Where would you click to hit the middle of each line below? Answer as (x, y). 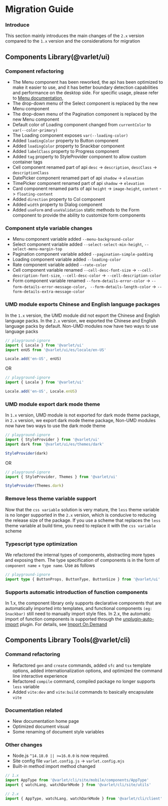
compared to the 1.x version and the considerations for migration (73, 41)
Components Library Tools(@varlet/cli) (68, 640)
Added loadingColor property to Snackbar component (68, 146)
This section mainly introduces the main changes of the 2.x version (75, 36)
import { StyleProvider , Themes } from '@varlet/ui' (61, 477)
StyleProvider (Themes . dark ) (35, 486)
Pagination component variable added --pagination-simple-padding (83, 254)
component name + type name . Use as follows (50, 565)
